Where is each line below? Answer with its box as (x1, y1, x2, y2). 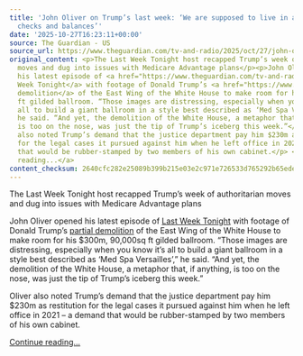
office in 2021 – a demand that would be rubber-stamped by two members (9, 310, 286, 321)
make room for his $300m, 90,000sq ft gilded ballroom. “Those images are (9, 235, 289, 246)
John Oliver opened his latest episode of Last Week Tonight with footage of (9, 215, 290, 226)
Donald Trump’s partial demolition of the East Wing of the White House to (9, 225, 281, 236)
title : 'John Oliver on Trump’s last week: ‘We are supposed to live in (9, 13, 289, 23)
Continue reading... (9, 337, 81, 348)
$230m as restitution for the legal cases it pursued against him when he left (9, 300, 290, 311)
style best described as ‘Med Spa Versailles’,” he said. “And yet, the (9, 254, 260, 265)
